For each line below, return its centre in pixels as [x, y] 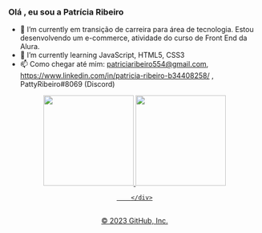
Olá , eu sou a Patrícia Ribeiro [66, 12]
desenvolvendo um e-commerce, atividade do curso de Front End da [133, 38]
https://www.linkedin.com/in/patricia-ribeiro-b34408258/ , [117, 76]
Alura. [30, 47]
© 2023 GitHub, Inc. [135, 220]
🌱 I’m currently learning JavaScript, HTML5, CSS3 [102, 55]
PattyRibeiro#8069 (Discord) [67, 84]
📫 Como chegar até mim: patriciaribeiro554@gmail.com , [114, 64]
